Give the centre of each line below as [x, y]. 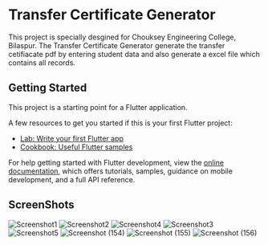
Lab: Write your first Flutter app [72, 138]
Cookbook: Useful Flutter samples [76, 147]
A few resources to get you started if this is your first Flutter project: [120, 123]
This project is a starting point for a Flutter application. [98, 107]
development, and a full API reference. [72, 179]
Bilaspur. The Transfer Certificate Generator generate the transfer [117, 45]
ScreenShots [41, 205]
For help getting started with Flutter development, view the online [116, 162]
